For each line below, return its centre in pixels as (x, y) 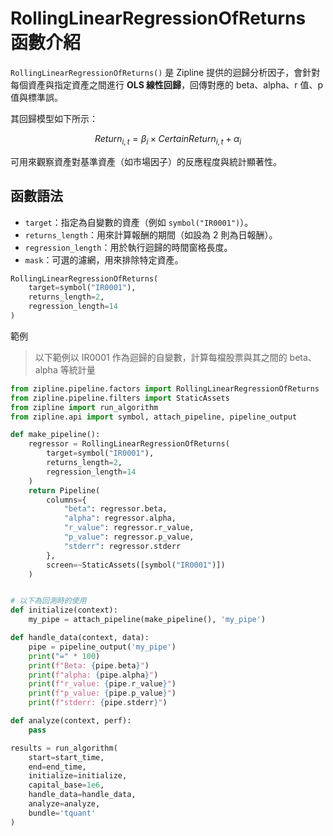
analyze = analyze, (64, 804)
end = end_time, (57, 767)
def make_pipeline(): (55, 435)
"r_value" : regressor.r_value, (129, 528)
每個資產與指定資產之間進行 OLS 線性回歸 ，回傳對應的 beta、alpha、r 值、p (167, 84)
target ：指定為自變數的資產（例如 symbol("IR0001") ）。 (139, 222)
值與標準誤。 (36, 97)
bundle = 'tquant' (62, 813)
